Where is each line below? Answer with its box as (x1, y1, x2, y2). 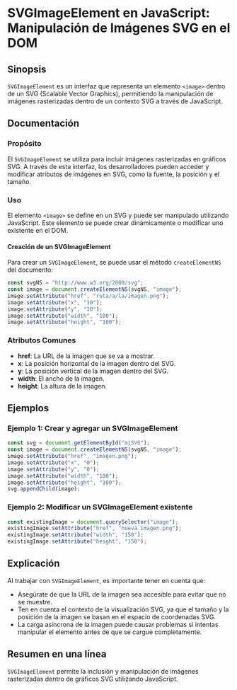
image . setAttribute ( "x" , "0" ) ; (7, 459, 100, 466)
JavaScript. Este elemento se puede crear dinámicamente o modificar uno (7, 218, 224, 227)
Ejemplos (7, 402, 50, 414)
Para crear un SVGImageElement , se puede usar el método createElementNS (7, 258, 221, 267)
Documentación (7, 117, 80, 130)
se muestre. (17, 597, 53, 606)
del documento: (7, 265, 53, 274)
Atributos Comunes (7, 335, 76, 345)
